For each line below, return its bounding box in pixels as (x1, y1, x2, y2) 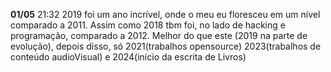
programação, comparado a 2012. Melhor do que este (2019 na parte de (10, 30, 308, 41)
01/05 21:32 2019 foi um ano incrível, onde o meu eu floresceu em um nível (10, 9, 321, 20)
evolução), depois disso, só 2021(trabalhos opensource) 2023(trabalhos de (10, 40, 322, 52)
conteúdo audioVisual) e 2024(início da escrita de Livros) (10, 51, 247, 63)
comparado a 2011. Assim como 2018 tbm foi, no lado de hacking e (10, 19, 286, 31)
